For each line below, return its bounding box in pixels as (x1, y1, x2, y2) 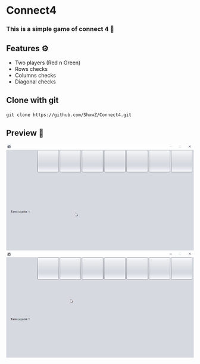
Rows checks (14, 65, 48, 72)
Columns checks (14, 71, 57, 79)
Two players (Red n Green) (14, 59, 81, 66)
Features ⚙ (6, 43, 49, 54)
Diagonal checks (14, 78, 57, 85)
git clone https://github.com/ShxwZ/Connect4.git (6, 111, 132, 118)
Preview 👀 (6, 128, 44, 138)
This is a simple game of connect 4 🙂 (6, 25, 115, 33)
